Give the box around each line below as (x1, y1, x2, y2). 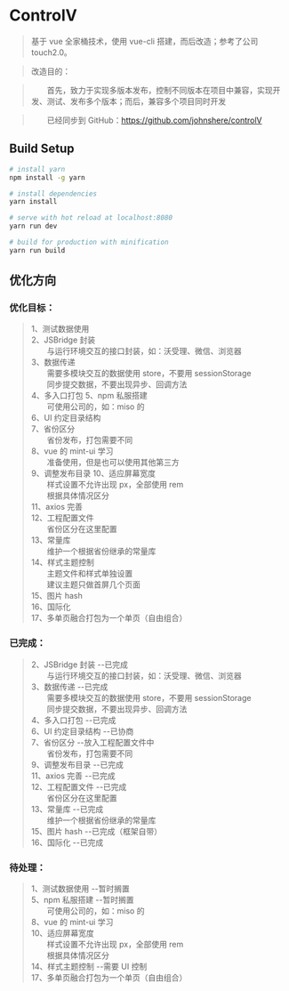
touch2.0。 (30, 46, 73, 58)
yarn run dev (9, 222, 58, 231)
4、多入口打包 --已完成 (30, 714, 116, 725)
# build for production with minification (9, 238, 169, 246)
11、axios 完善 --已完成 (30, 770, 116, 781)
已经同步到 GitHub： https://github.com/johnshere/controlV (46, 115, 262, 125)
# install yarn (9, 165, 66, 173)
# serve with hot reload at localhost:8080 (9, 214, 173, 222)
